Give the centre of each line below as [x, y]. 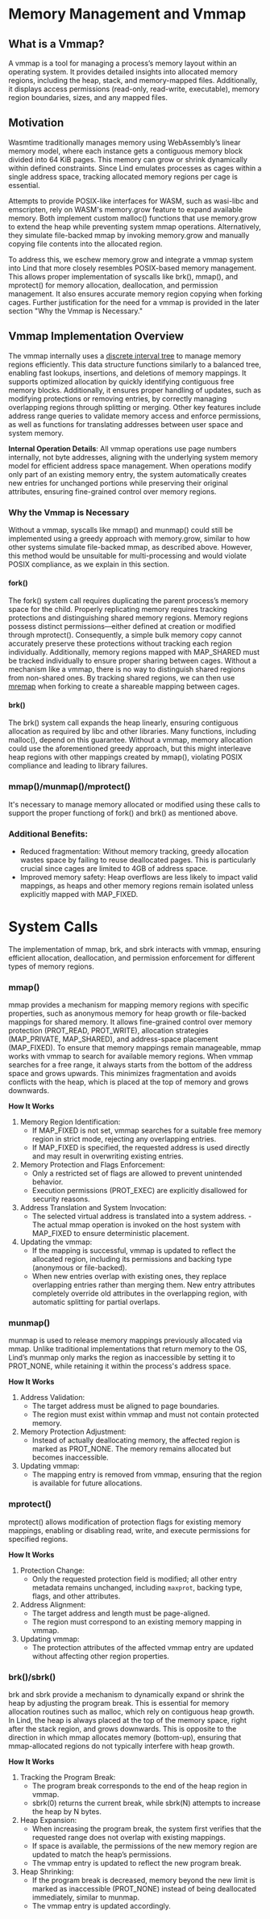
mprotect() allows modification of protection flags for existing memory [125, 1522]
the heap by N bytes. [67, 1812]
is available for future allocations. [87, 1483]
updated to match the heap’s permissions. [102, 1854]
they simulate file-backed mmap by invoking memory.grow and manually [129, 235]
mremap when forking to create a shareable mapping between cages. [124, 686]
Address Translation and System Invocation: [93, 1208]
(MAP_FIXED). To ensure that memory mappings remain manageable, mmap [135, 1048]
